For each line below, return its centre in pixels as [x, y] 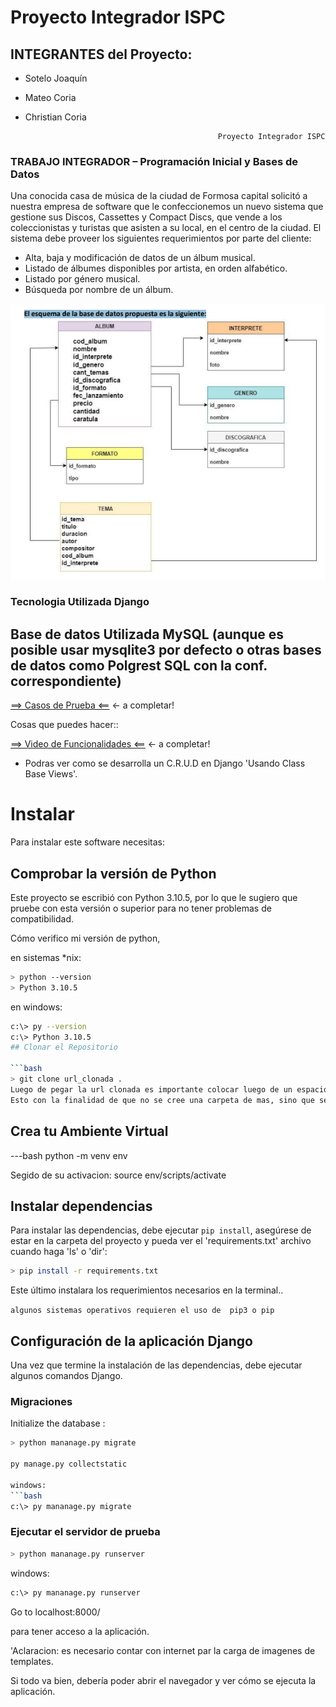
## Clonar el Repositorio [64, 1047]
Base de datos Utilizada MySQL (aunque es [147, 634]
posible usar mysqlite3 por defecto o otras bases [166, 649]
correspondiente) [66, 681]
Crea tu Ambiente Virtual [89, 1131]
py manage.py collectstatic [69, 1464]
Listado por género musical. [82, 279]
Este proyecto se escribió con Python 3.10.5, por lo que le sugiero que [154, 897]
